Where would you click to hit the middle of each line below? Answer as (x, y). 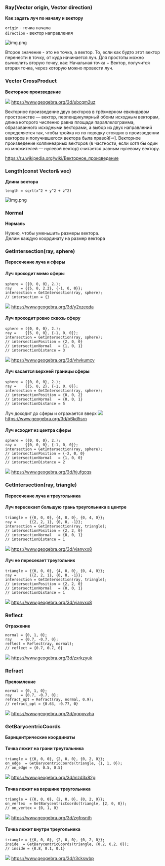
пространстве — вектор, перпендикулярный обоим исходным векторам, (82, 117)
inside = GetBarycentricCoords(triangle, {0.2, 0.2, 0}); (67, 844)
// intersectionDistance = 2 (35, 462)
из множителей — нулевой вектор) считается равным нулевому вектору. (83, 148)
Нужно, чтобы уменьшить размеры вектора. (52, 233)
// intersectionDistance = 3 (35, 350)
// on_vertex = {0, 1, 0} (32, 808)
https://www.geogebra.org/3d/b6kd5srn (46, 419)
